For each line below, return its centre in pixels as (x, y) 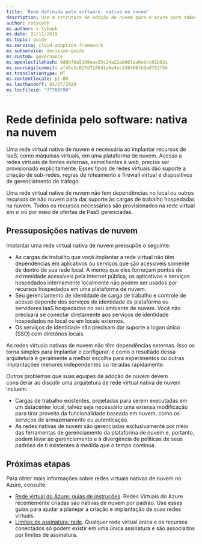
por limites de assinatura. (46, 535)
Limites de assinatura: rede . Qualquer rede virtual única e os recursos (101, 522)
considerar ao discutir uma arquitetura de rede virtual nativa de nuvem (93, 382)
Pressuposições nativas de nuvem (72, 231)
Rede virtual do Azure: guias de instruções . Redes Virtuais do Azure (99, 497)
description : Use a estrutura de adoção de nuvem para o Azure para (94, 17)
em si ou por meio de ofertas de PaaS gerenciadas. (70, 212)
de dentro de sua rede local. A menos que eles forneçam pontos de (99, 270)
